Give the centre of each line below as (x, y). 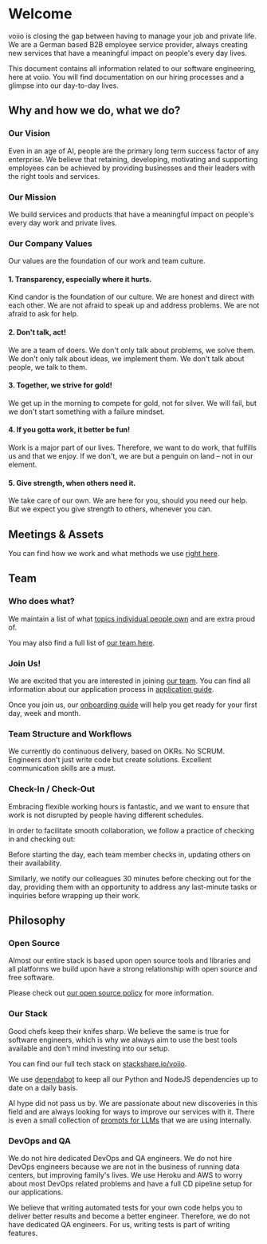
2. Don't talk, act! (37, 332)
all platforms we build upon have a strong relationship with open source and (133, 969)
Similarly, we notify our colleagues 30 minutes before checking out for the (130, 878)
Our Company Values (51, 243)
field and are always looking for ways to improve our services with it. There (132, 1111)
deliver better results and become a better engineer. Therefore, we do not (129, 1216)
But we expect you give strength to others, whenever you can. (110, 509)
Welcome (40, 14)
